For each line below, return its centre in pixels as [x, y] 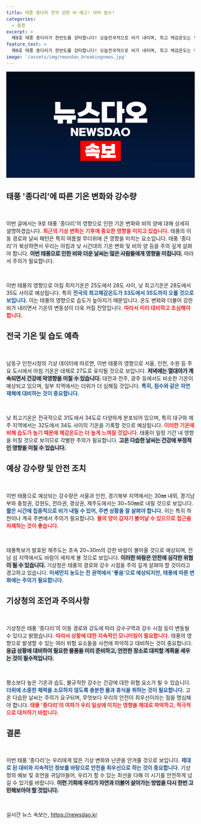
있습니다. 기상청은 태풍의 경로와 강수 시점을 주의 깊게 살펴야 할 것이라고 [107, 565]
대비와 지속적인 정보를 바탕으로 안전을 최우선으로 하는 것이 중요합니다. [99, 768]
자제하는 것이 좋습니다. [33, 526]
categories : [21, 19]
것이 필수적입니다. [33, 658]
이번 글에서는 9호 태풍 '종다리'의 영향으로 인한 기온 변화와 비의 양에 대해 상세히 [98, 224]
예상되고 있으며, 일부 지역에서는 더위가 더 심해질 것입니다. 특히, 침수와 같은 [93, 386]
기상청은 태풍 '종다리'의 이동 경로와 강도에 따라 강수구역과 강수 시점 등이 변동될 [98, 628]
